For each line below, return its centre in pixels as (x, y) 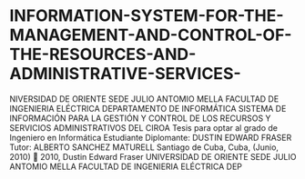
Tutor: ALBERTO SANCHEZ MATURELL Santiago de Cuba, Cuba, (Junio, (144, 147)
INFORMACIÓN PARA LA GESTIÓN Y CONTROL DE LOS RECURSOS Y (140, 118)
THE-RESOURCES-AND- (103, 55)
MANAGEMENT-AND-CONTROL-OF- (151, 35)
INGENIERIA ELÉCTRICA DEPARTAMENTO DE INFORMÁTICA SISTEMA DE (148, 108)
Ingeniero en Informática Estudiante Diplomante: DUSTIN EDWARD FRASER (151, 137)
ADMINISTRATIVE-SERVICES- (125, 74)
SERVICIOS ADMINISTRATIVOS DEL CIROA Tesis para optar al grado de (143, 127)
